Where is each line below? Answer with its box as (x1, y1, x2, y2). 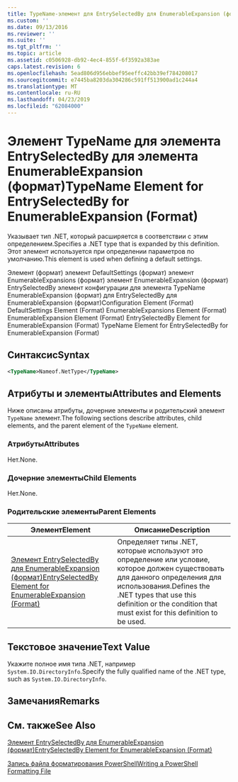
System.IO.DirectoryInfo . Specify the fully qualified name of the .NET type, (7, 667, 227, 676)
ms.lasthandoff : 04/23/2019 (7, 96, 91, 104)
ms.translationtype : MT (7, 83, 78, 90)
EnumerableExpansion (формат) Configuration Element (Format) (7, 298, 194, 307)
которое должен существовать (116, 564, 225, 574)
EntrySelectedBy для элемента (7, 148, 198, 164)
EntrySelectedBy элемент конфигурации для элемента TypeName (7, 283, 205, 291)
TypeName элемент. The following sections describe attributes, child (7, 414, 202, 423)
